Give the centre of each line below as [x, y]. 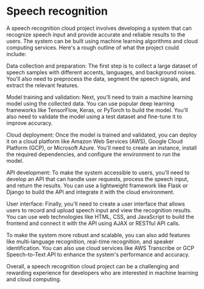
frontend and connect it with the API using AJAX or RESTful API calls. [93, 223]
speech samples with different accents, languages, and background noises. [101, 72]
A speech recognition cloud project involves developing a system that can [99, 28]
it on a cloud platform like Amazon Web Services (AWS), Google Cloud [95, 141]
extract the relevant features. [43, 85]
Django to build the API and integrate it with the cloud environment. [90, 192]
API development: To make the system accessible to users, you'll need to [98, 173]
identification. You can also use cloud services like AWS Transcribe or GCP [100, 248]
